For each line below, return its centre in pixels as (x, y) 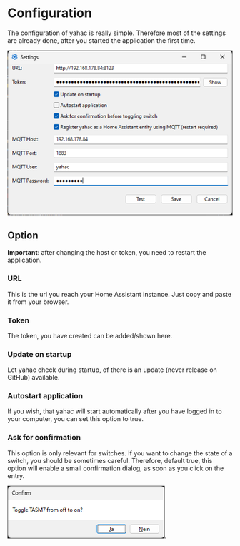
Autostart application (45, 396)
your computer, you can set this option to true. (76, 419)
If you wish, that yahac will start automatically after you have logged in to (115, 411)
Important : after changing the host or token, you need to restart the (107, 253)
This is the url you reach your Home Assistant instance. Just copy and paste (120, 294)
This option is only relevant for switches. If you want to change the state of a (120, 453)
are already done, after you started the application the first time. (101, 40)
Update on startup (40, 354)
